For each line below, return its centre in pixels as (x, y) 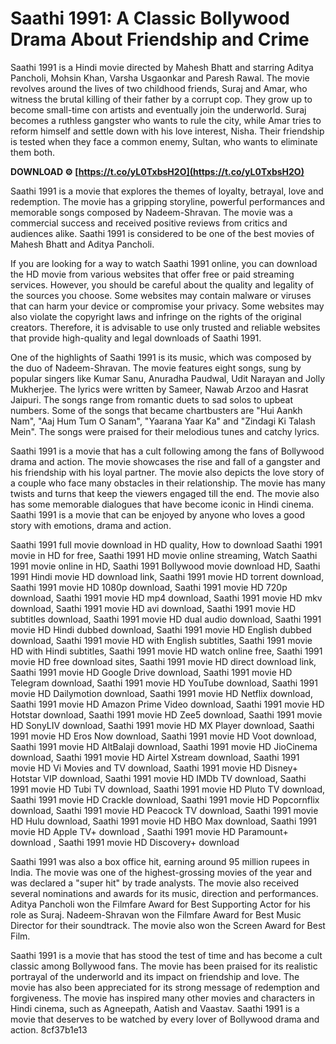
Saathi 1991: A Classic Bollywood (150, 18)
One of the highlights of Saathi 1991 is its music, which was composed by (161, 357)
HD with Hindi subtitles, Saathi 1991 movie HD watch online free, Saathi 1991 (166, 651)
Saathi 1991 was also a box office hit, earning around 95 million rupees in (160, 861)
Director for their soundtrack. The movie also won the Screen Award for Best (168, 925)
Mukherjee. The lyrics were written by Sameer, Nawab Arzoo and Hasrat (159, 389)
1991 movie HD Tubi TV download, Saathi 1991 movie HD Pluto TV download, (168, 789)
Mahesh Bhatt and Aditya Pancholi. (82, 244)
